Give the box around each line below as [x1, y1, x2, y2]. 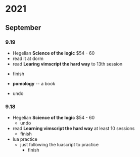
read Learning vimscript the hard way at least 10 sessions [12, 125, 135, 132]
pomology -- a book [12, 80, 56, 86]
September [5, 23, 41, 32]
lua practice [12, 136, 38, 142]
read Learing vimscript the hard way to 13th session [12, 60, 123, 67]
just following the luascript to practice [20, 142, 99, 148]
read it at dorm [12, 55, 44, 61]
